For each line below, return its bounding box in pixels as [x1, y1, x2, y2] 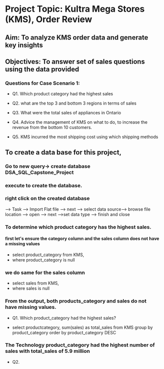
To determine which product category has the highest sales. [5, 223, 152, 230]
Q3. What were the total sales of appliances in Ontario [12, 110, 121, 116]
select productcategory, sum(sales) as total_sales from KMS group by [12, 324, 153, 330]
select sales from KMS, [12, 280, 59, 286]
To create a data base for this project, [5, 148, 121, 156]
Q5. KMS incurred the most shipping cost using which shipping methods [12, 134, 158, 140]
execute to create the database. [5, 182, 82, 189]
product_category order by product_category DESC [12, 329, 117, 335]
